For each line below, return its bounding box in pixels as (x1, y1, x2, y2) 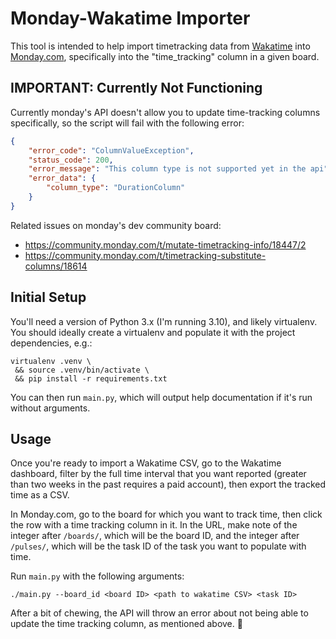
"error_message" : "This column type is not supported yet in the (28, 164, 307, 174)
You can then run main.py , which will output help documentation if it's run (10, 391, 313, 403)
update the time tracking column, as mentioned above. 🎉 (10, 618, 243, 630)
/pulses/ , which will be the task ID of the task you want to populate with (10, 540, 307, 552)
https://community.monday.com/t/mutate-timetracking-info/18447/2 (24, 238, 307, 251)
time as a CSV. (10, 489, 70, 501)
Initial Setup (10, 289, 87, 306)
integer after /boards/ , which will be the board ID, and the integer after (10, 530, 300, 542)
